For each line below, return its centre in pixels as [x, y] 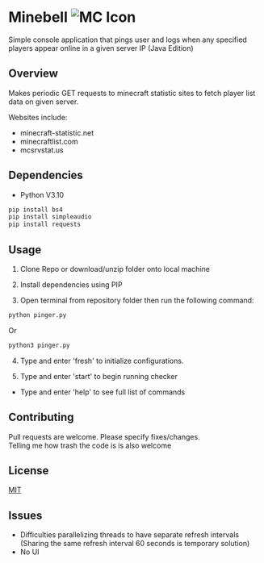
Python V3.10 [42, 194]
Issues [25, 515]
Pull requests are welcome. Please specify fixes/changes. [104, 436]
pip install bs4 [36, 210]
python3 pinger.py [39, 345]
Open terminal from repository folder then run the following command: [137, 300]
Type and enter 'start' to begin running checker [98, 376]
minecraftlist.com [49, 141]
